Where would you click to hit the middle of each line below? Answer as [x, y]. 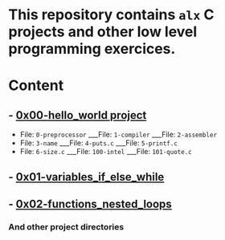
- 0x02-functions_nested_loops [90, 203]
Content [36, 85]
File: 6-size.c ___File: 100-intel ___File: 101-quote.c [106, 152]
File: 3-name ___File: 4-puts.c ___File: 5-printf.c [99, 143]
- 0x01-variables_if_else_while [86, 177]
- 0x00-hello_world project [78, 115]
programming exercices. [92, 49]
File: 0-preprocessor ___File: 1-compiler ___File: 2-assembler [119, 135]
